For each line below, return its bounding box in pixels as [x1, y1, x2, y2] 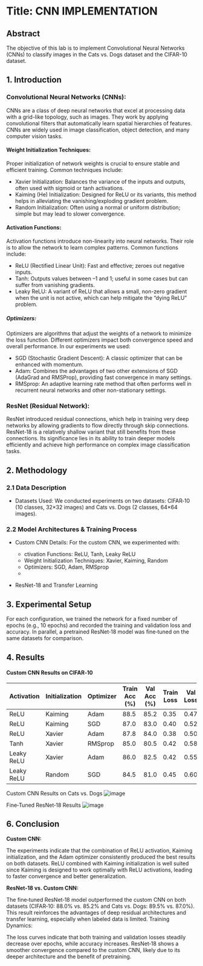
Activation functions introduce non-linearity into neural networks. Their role [6, 237, 195, 245]
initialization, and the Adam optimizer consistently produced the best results [6, 853, 196, 861]
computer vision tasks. [6, 132, 63, 140]
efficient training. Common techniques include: [6, 166, 123, 173]
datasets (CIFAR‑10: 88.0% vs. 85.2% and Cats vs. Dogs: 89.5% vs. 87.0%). [6, 902, 195, 910]
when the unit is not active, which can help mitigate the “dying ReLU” [14, 294, 187, 302]
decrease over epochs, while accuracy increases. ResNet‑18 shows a [6, 940, 179, 947]
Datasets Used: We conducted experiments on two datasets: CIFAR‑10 [14, 497, 190, 505]
